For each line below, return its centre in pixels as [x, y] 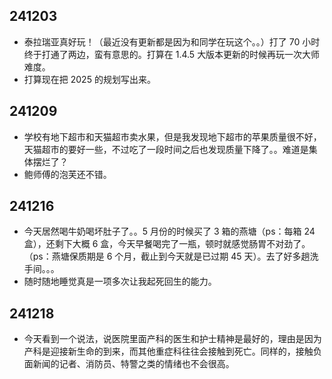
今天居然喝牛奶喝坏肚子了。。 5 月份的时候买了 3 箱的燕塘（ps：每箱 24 [169, 231]
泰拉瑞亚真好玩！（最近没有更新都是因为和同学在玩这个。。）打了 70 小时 [172, 41]
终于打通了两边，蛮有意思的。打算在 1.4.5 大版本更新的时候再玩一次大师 [172, 54]
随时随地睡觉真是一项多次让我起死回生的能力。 [120, 281]
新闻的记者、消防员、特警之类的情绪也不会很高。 [133, 364]
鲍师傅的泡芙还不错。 [67, 174]
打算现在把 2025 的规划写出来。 [89, 79]
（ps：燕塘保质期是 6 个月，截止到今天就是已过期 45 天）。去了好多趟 [167, 256]
